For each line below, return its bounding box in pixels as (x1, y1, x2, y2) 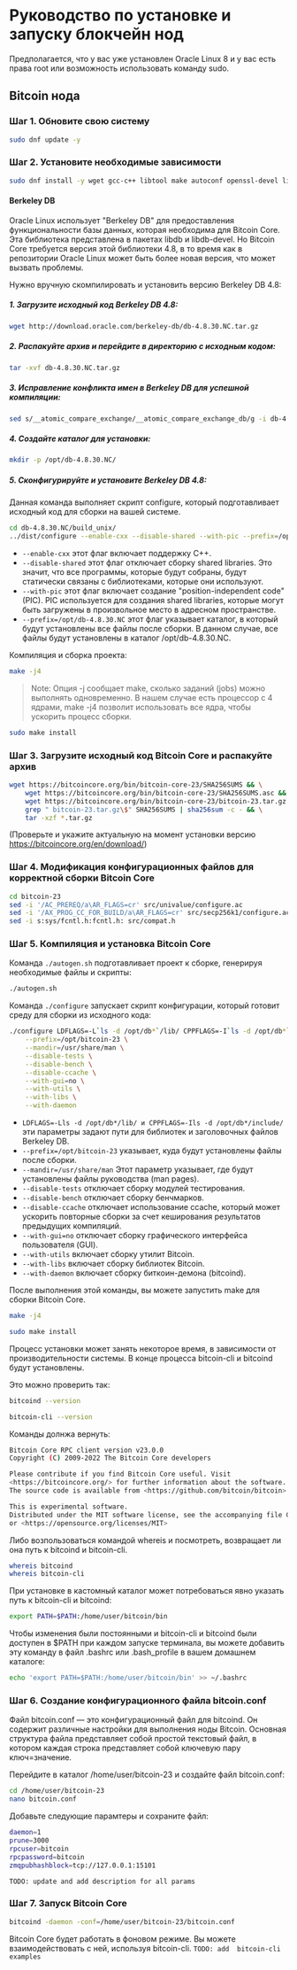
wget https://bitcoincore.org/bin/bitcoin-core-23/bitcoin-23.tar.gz (25, 796, 287, 806)
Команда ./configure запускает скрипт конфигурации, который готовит (9, 1000, 280, 1011)
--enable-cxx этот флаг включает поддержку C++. (21, 547, 212, 558)
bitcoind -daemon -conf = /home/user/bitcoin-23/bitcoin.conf (9, 1917, 236, 1927)
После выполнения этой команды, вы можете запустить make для (9, 1285, 261, 1296)
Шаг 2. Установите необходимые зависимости (9, 156, 222, 168)
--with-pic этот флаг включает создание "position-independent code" (21, 586, 285, 596)
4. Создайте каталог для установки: (9, 433, 151, 444)
